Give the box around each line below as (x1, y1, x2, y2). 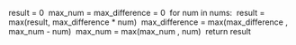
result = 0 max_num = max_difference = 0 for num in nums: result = (8, 8, 265, 18)
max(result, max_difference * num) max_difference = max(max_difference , (8, 17, 289, 27)
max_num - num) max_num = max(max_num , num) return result (8, 26, 251, 36)
